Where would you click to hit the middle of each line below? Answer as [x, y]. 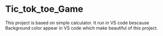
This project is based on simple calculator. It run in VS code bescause [77, 23]
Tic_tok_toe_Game [44, 9]
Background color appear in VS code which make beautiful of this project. [81, 28]
